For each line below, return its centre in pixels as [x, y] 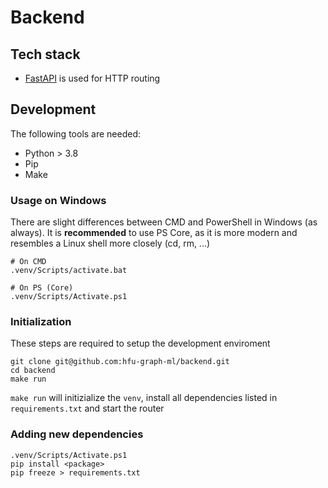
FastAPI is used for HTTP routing [92, 78]
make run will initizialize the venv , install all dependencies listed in [144, 398]
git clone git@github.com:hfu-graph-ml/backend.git [120, 362]
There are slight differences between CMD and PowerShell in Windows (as [164, 222]
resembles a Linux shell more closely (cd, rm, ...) [110, 243]
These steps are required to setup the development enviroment [140, 343]
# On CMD [28, 262]
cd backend [33, 371]
